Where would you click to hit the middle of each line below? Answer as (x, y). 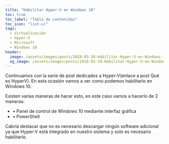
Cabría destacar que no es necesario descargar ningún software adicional (82, 126)
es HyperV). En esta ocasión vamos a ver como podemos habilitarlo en (79, 81)
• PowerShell (26, 117)
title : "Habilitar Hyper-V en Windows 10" (50, 10)
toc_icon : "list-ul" (27, 24)
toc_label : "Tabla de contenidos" (41, 19)
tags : (11, 29)
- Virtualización (28, 33)
